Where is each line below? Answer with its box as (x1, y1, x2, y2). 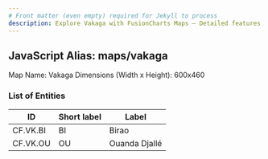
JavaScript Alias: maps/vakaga (8, 49, 168, 63)
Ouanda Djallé (109, 137, 163, 149)
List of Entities (8, 90, 66, 101)
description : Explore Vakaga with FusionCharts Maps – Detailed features (8, 19, 262, 27)
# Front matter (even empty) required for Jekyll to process (8, 11, 218, 20)
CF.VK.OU (12, 137, 51, 149)
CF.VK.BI (12, 124, 47, 136)
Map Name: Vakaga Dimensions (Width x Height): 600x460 (8, 70, 205, 80)
